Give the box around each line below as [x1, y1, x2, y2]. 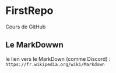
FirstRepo [5, 4, 54, 17]
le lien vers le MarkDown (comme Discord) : [5, 55, 111, 62]
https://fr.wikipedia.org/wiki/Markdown [5, 61, 106, 67]
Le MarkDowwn [5, 40, 64, 50]
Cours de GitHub [5, 23, 46, 30]
